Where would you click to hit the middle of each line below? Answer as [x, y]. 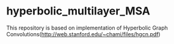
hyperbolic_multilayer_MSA [78, 11]
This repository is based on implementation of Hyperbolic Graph [87, 28]
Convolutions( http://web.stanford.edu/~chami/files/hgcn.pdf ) [83, 34]
